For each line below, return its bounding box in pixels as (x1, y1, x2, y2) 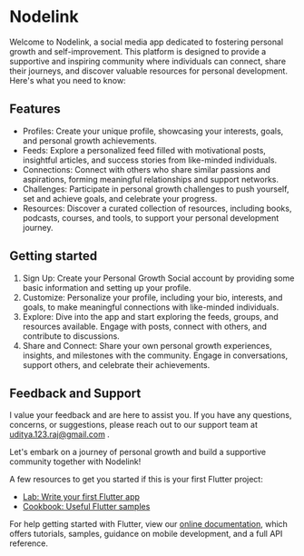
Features (9, 102, 61, 117)
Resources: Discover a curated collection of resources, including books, (22, 203, 292, 213)
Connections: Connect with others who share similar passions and (22, 164, 270, 174)
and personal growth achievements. (22, 134, 157, 146)
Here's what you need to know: (9, 74, 126, 85)
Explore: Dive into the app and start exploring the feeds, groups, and (22, 311, 279, 322)
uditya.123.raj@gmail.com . (9, 429, 111, 440)
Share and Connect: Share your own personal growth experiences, (22, 340, 272, 351)
